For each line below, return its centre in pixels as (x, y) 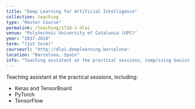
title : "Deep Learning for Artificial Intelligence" (72, 11)
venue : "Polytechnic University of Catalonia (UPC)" (72, 33)
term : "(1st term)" (30, 44)
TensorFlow (29, 100)
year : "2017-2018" (28, 38)
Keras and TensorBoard (43, 88)
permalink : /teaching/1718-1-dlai (48, 28)
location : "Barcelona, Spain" (43, 55)
